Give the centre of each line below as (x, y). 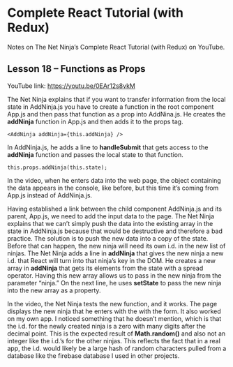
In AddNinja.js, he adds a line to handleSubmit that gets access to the (108, 147)
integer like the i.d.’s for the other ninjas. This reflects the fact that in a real (114, 340)
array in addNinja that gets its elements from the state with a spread (105, 268)
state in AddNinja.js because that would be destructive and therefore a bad (115, 231)
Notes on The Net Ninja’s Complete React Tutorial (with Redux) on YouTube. (116, 47)
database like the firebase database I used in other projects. (93, 355)
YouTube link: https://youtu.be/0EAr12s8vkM (72, 86)
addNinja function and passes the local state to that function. (95, 154)
